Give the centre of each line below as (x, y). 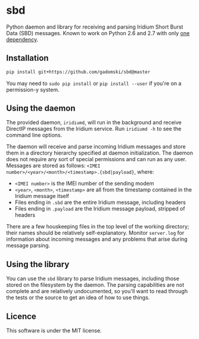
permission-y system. (33, 89)
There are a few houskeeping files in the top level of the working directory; (98, 227)
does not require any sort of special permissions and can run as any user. (96, 159)
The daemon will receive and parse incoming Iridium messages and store (96, 147)
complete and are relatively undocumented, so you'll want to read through (97, 291)
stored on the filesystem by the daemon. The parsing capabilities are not (95, 285)
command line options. (34, 135)
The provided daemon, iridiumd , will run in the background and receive (94, 123)
